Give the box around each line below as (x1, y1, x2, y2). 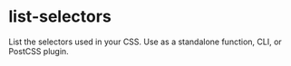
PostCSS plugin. (8, 45, 69, 56)
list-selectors (8, 6, 112, 27)
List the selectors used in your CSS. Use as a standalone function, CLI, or (8, 36, 282, 47)
